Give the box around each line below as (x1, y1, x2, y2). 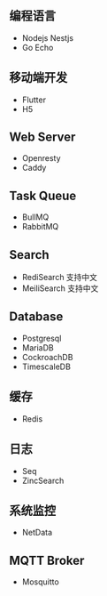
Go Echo (21, 42, 54, 52)
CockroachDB (21, 351, 73, 362)
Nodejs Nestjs (21, 32, 73, 43)
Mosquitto (21, 576, 59, 587)
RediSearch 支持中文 (21, 272, 98, 283)
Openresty (21, 153, 61, 164)
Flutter (21, 94, 47, 105)
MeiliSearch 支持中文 (21, 283, 99, 294)
